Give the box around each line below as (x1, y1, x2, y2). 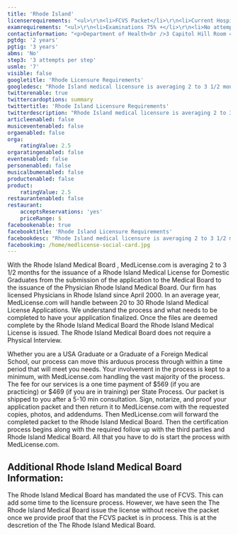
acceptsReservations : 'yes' (20, 209, 103, 216)
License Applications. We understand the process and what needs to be (7, 306, 217, 314)
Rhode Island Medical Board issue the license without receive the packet (7, 506, 220, 514)
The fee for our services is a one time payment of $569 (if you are (7, 380, 200, 389)
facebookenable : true (7, 221, 72, 228)
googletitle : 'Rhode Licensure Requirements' (7, 76, 144, 84)
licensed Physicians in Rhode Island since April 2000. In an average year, (7, 291, 221, 299)
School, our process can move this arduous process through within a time (7, 358, 223, 366)
